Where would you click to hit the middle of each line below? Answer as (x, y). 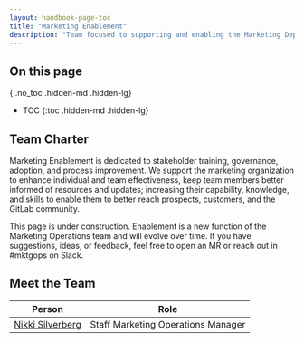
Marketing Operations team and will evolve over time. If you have (130, 236)
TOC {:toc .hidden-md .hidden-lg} (85, 110)
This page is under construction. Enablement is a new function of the (138, 226)
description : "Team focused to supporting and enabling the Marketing (145, 34)
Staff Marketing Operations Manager (168, 324)
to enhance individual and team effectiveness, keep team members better (147, 180)
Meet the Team (52, 284)
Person (47, 309)
